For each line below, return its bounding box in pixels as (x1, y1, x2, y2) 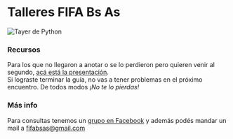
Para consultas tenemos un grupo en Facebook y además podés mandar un (7, 116, 227, 124)
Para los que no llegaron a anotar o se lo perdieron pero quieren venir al (7, 61, 215, 69)
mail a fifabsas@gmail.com (7, 124, 86, 132)
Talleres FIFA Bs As (7, 4, 121, 20)
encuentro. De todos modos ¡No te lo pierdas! (7, 83, 140, 92)
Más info (7, 101, 38, 110)
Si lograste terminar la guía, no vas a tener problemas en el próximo (7, 75, 203, 84)
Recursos (7, 45, 41, 54)
